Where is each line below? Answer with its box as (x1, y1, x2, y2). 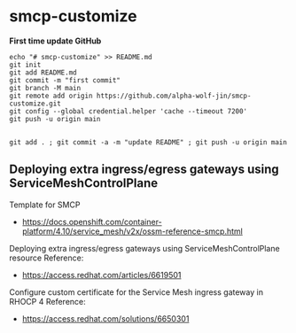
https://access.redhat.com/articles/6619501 (21, 269, 182, 280)
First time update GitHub (9, 35, 102, 46)
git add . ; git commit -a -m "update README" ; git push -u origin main (9, 137, 288, 147)
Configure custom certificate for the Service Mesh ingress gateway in (9, 286, 264, 298)
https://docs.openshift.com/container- (21, 216, 162, 227)
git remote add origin (9, 91, 93, 100)
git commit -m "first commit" (9, 75, 121, 85)
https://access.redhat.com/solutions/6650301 (21, 313, 190, 324)
